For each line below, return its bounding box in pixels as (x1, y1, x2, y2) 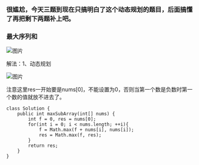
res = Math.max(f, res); (38, 132, 102, 138)
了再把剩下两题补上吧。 (6, 14, 75, 22)
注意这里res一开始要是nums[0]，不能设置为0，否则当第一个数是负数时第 (6, 86, 187, 93)
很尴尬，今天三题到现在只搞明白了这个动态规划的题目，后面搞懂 (6, 5, 193, 13)
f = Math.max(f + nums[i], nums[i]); (38, 127, 135, 133)
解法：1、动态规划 (6, 60, 52, 67)
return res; (28, 143, 59, 149)
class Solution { (6, 106, 50, 112)
